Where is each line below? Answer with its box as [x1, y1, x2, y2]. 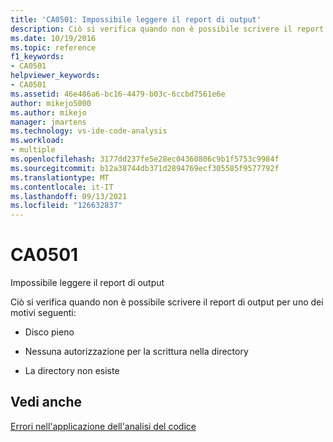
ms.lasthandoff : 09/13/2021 [10, 191, 128, 201]
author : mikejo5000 [10, 98, 92, 108]
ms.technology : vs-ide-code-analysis [10, 126, 168, 136]
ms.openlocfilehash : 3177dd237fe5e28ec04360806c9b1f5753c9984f [10, 154, 280, 164]
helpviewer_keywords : [10, 71, 101, 81]
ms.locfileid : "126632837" [10, 201, 123, 211]
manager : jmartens [10, 117, 87, 127]
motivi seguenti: [10, 307, 77, 319]
